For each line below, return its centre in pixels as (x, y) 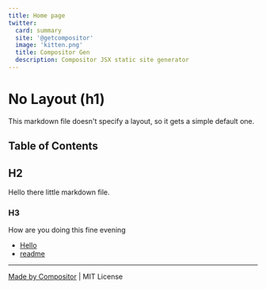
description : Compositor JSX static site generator (103, 60)
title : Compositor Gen (53, 52)
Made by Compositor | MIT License (66, 277)
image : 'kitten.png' (49, 45)
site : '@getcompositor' (54, 38)
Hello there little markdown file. (59, 192)
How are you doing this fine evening (67, 230)
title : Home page (37, 15)
